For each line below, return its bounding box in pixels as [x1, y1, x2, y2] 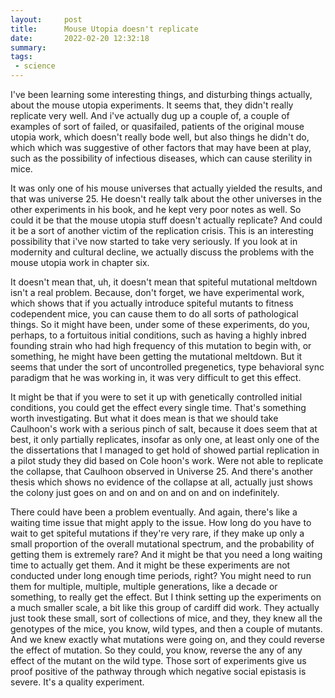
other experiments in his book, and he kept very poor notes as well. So [10, 204, 302, 215]
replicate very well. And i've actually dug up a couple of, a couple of [10, 110, 290, 121]
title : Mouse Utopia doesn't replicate [10, 24, 199, 34]
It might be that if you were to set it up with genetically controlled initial [10, 391, 303, 403]
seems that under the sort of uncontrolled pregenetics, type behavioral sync [10, 361, 325, 373]
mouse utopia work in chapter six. [10, 257, 150, 268]
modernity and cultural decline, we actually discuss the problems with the [10, 246, 315, 258]
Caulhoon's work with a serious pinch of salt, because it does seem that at [10, 423, 318, 435]
